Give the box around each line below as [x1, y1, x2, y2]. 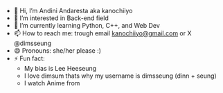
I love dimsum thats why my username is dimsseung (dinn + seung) [24, 71, 217, 80]
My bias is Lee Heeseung [24, 65, 97, 72]
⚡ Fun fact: [13, 54, 45, 62]
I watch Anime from [24, 79, 80, 87]
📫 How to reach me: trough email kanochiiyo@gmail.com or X [13, 29, 192, 37]
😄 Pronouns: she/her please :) [13, 46, 102, 55]
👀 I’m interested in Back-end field [13, 14, 109, 22]
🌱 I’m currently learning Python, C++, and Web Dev [13, 22, 161, 29]
